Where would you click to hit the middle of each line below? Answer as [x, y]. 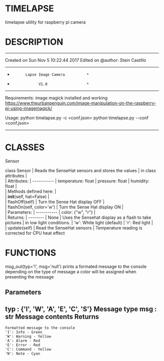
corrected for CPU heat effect [35, 233]
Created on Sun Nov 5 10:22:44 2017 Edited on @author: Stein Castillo [76, 60]
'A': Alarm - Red [23, 341]
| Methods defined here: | [31, 191]
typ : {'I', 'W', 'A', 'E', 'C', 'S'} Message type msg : [81, 309]
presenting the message [30, 277]
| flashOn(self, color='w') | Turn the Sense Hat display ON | [64, 207]
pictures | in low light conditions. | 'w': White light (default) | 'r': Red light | [79, 222]
